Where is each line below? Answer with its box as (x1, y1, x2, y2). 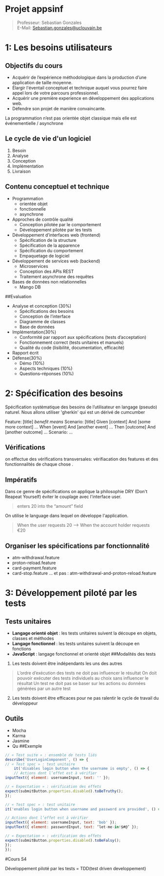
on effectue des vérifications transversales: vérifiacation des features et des (5, 456, 159, 462)
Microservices (19, 263, 48, 269)
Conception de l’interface (19, 313, 71, 319)
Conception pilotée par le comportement (19, 221, 102, 227)
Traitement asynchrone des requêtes (19, 273, 94, 280)
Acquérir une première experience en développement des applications (12, 95, 155, 101)
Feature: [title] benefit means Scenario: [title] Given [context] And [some (5, 419, 151, 425)
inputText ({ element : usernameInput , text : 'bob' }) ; (5, 820, 117, 825)
